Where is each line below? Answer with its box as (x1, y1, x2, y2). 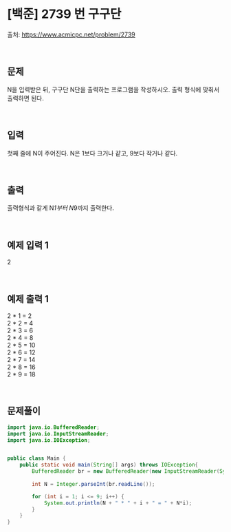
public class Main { (7, 455, 67, 462)
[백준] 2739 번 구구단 (7, 6, 122, 22)
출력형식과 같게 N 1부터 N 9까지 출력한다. (7, 204, 115, 212)
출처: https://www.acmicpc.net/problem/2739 (7, 30, 135, 39)
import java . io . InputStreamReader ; (7, 430, 109, 437)
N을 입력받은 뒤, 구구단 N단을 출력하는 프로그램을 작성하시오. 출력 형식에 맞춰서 (7, 85, 220, 94)
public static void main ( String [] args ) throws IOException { (19, 462, 198, 469)
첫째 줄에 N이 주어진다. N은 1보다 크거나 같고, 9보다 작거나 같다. (7, 149, 178, 157)
